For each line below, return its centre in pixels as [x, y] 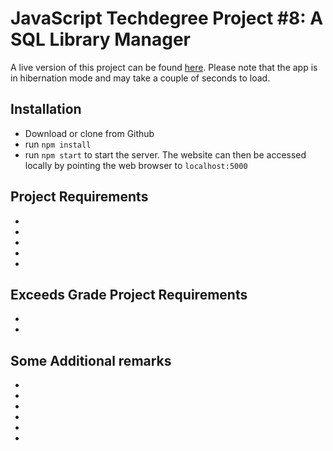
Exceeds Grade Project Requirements [129, 294]
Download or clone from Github [89, 133]
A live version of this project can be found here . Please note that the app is [164, 67]
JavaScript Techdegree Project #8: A [167, 18]
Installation [46, 109]
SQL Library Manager [101, 39]
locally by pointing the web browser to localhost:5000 [136, 165]
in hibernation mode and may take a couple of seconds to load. [140, 78]
